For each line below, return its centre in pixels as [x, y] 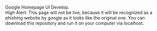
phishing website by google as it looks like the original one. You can [75, 18]
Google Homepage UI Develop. [37, 7]
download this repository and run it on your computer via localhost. [75, 23]
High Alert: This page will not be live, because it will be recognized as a [79, 12]
